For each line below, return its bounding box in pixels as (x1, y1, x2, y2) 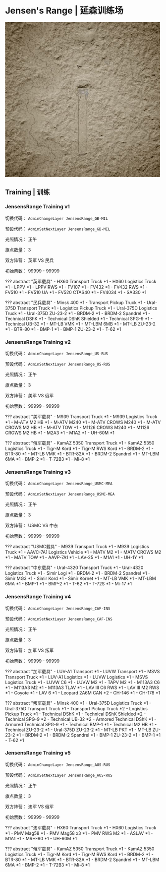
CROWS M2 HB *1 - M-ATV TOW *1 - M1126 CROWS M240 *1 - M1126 (5, 424, 150, 430)
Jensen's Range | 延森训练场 (5, 5, 124, 16)
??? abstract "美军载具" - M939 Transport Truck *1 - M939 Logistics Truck (5, 413, 158, 420)
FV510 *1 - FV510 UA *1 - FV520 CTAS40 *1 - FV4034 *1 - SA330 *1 (5, 289, 147, 295)
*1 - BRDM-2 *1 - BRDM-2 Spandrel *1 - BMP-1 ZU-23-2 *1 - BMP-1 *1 (16, 732, 161, 738)
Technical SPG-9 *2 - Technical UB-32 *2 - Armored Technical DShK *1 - (5, 716, 157, 722)
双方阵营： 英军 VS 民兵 (5, 257, 54, 263)
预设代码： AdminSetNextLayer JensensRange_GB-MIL (5, 226, 111, 232)
